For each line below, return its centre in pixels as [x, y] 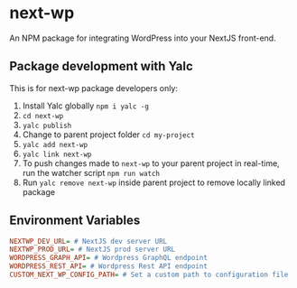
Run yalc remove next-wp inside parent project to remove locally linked [154, 182]
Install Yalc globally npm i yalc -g [85, 106]
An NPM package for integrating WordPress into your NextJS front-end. [143, 38]
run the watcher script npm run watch [91, 172]
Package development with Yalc [102, 66]
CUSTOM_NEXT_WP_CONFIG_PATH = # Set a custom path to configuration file [149, 275]
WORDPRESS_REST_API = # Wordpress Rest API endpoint [108, 266]
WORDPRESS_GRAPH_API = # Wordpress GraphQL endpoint [108, 258]
